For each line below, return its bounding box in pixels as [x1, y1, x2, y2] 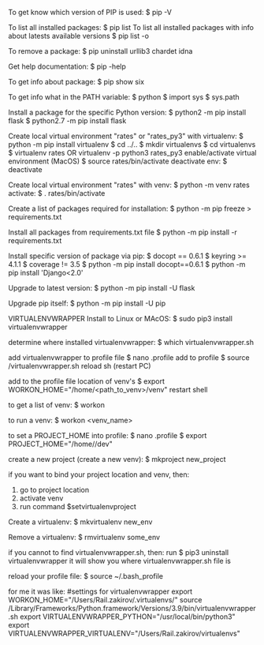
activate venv [19, 493, 64, 503]
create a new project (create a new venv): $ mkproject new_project [8, 455, 226, 463]
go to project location [19, 486, 89, 494]
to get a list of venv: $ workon [8, 400, 105, 410]
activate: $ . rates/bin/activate [8, 189, 106, 197]
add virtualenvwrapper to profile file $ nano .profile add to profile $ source [8, 353, 250, 362]
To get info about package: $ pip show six [8, 77, 144, 86]
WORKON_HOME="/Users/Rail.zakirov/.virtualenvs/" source [8, 595, 203, 604]
